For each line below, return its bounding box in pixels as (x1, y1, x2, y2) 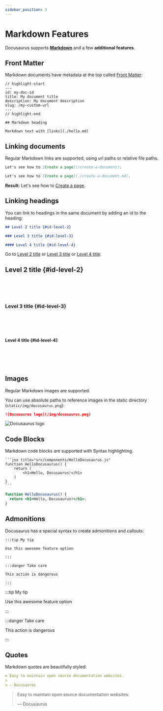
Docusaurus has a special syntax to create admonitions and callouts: (5, 527, 144, 534)
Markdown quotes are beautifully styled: (5, 664, 87, 670)
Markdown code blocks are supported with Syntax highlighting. (5, 448, 134, 454)
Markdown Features (5, 28, 89, 39)
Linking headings (5, 197, 59, 205)
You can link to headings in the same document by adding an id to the (5, 210, 146, 216)
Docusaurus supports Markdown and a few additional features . (5, 45, 136, 51)
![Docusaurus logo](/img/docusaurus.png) (5, 412, 91, 417)
